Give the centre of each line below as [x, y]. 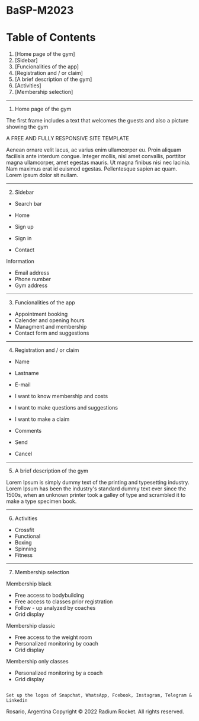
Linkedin [17, 701]
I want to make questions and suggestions [66, 408]
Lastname [27, 373]
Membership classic [31, 626]
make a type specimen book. [41, 501]
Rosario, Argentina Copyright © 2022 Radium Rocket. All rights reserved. [95, 711]
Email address [32, 273]
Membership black [29, 584]
